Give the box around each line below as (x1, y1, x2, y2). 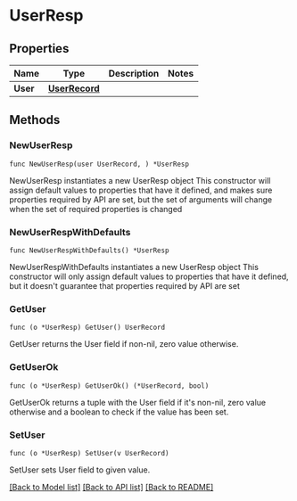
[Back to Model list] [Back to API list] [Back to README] (9, 481, 214, 492)
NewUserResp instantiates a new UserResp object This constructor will (9, 175, 271, 185)
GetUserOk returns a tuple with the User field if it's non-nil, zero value (9, 397, 266, 407)
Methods (9, 112, 61, 127)
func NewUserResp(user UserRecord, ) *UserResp (9, 160, 190, 168)
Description (108, 68, 160, 79)
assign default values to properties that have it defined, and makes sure (9, 185, 273, 195)
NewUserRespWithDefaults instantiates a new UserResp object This (9, 261, 259, 272)
